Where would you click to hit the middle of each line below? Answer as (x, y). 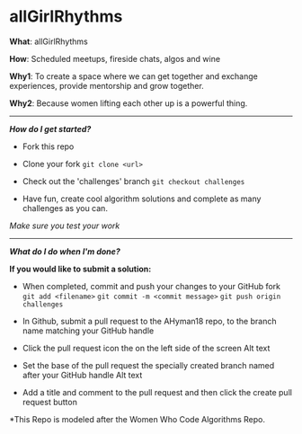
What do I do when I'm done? (65, 251)
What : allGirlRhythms (49, 41)
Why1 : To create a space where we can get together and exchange (133, 76)
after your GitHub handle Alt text (82, 375)
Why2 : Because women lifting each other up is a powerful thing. (129, 103)
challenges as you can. (65, 208)
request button (50, 402)
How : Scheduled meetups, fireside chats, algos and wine (115, 58)
